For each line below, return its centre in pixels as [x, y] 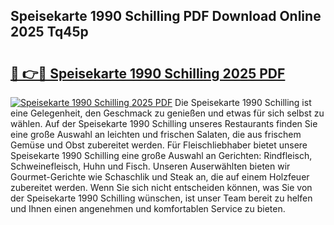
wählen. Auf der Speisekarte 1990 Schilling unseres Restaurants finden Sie [164, 123]
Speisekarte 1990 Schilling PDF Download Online [166, 16]
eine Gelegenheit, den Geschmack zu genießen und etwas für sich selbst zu [167, 113]
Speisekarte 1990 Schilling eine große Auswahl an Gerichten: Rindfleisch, [161, 155]
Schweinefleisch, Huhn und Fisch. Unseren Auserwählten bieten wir [150, 166]
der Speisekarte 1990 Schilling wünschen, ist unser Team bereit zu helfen [161, 198]
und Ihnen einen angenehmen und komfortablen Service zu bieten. [148, 208]
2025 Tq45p [49, 32]
